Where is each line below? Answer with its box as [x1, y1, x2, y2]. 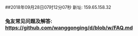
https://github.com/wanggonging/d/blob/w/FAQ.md [5, 24, 133, 31]
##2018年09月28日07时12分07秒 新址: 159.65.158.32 [5, 4, 111, 10]
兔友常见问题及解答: [5, 18, 53, 25]
